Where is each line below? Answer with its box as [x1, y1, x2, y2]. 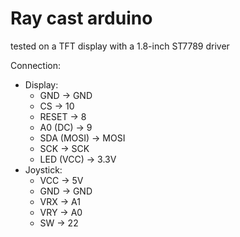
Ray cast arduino [10, 7, 153, 30]
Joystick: [24, 163, 63, 176]
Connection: [10, 59, 61, 71]
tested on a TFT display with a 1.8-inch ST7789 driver [10, 40, 230, 52]
